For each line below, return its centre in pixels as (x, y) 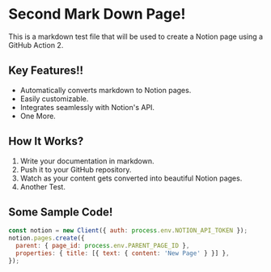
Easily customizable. (54, 99)
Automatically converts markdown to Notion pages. (106, 90)
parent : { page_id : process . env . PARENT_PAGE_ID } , (103, 246)
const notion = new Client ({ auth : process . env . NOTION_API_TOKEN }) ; (128, 231)
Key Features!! (46, 71)
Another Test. (43, 186)
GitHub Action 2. (36, 45)
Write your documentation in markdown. (87, 161)
